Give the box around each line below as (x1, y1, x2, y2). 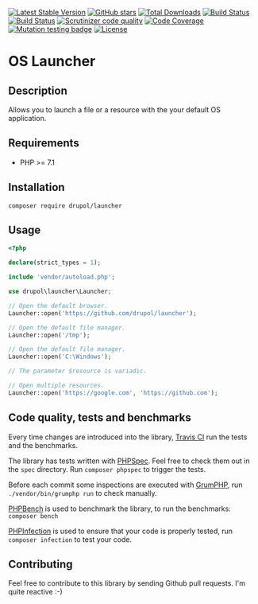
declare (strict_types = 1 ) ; (8, 259, 102, 267)
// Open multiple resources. (8, 382, 105, 390)
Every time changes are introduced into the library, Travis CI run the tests (8, 432, 248, 442)
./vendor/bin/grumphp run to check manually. (8, 488, 157, 497)
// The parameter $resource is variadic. (8, 367, 148, 376)
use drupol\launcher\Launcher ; (8, 287, 112, 296)
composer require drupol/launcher (8, 201, 123, 210)
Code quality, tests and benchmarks (8, 411, 192, 425)
